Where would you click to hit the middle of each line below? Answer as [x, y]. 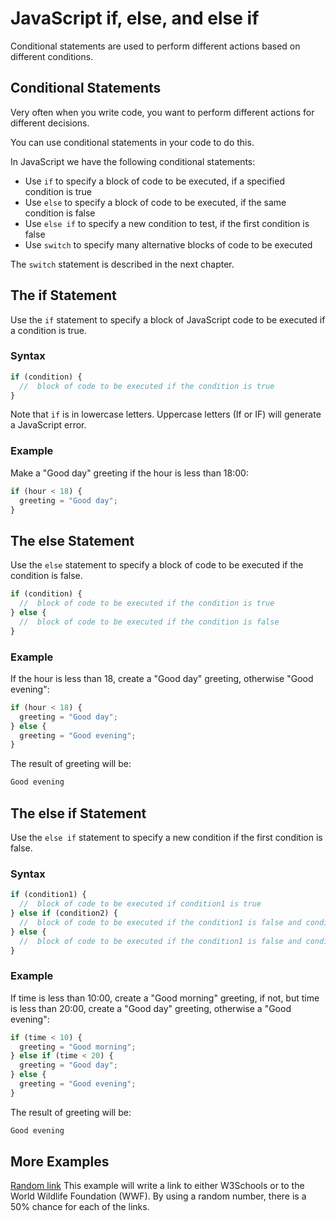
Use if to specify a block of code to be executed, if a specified [154, 181]
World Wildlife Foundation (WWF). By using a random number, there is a [158, 1196]
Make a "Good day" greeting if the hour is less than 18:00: [129, 473]
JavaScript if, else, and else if [135, 18]
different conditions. [52, 56]
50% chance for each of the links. [80, 1207]
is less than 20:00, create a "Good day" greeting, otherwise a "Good [151, 1008]
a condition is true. [49, 330]
